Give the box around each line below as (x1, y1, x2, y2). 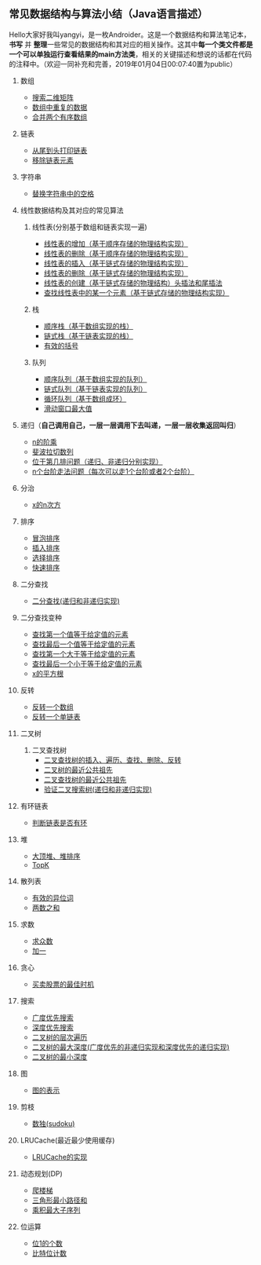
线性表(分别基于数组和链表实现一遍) (31, 222, 147, 232)
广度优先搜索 (31, 1012, 74, 1022)
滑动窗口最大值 (43, 404, 92, 413)
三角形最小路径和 (31, 1195, 88, 1205)
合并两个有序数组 (31, 112, 88, 122)
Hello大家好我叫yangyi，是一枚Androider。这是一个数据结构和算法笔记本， (9, 30, 251, 39)
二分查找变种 (20, 612, 62, 622)
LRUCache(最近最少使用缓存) (20, 1135, 115, 1145)
